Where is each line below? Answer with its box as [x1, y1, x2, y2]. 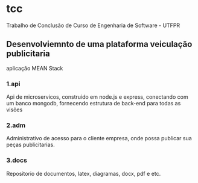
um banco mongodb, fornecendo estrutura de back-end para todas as [6, 100, 181, 107]
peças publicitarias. [6, 141, 56, 149]
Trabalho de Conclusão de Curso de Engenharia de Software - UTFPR [6, 22, 180, 29]
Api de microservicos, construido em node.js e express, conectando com [6, 93, 188, 101]
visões [6, 106, 23, 113]
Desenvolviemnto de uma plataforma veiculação [6, 39, 193, 49]
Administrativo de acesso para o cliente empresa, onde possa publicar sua [6, 135, 192, 142]
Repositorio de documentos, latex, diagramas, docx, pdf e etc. [6, 170, 161, 177]
